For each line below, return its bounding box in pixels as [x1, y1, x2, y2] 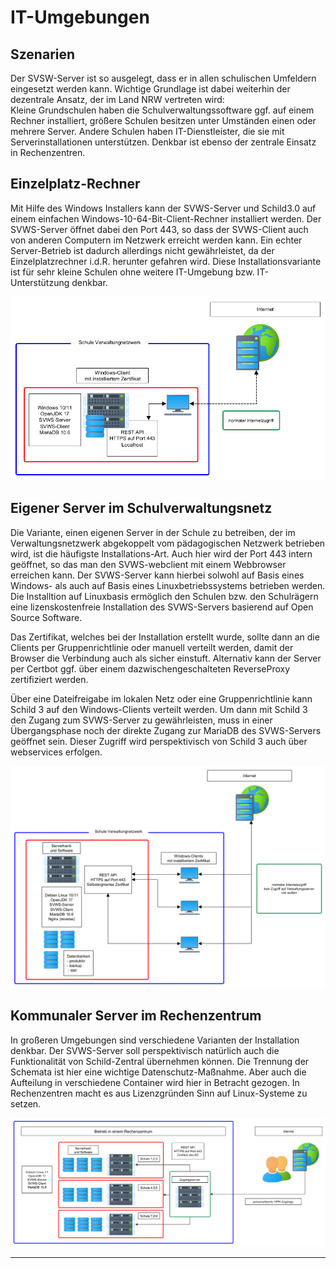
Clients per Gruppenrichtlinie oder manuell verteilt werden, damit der [10, 641, 294, 653]
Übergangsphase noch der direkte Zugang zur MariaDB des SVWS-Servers [10, 724, 322, 736]
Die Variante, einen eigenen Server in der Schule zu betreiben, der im [10, 526, 296, 538]
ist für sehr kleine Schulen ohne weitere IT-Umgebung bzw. [10, 266, 255, 278]
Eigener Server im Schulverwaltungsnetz [10, 500, 273, 517]
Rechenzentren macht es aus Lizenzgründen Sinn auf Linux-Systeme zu [10, 1087, 308, 1099]
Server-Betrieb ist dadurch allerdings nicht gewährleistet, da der [10, 244, 275, 256]
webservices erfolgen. [10, 746, 103, 758]
